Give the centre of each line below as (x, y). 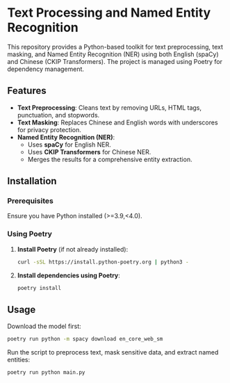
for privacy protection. (49, 129)
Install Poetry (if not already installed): (73, 249)
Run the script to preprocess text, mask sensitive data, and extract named (113, 352)
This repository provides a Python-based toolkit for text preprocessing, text (115, 47)
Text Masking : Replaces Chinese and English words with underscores (117, 122)
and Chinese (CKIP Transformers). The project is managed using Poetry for (115, 61)
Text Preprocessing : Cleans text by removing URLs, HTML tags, (109, 107)
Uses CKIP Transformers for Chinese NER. (89, 152)
